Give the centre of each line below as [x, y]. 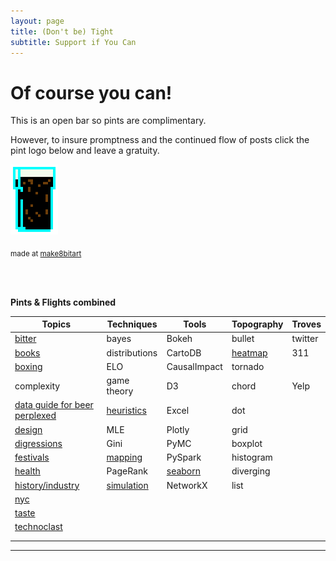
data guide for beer [54, 405]
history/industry [47, 485]
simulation [127, 485]
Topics [56, 324]
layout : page [37, 21]
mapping [124, 457]
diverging [251, 471]
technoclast [38, 527]
